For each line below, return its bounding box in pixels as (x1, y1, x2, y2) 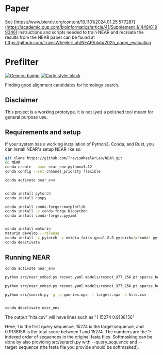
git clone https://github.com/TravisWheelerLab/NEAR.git (5, 156, 123, 161)
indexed (5, 334, 21, 339)
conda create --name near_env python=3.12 (5, 164, 92, 170)
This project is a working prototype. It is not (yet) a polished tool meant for (5, 109, 154, 114)
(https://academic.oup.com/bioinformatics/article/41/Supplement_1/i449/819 (5, 24, 158, 30)
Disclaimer (5, 96, 38, 104)
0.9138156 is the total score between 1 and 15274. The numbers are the (5, 328, 147, 335)
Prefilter (5, 57, 39, 68)
